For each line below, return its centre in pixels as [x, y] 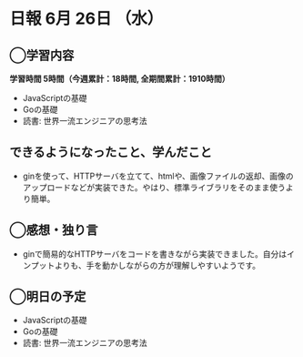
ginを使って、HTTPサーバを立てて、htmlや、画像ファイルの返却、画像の [158, 176]
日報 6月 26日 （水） [86, 19]
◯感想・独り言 [54, 230]
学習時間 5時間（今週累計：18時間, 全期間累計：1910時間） [120, 79]
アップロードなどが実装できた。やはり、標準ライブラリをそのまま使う [154, 187]
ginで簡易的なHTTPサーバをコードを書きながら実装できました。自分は [155, 254]
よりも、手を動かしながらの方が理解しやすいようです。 [157, 265]
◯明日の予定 [48, 297]
